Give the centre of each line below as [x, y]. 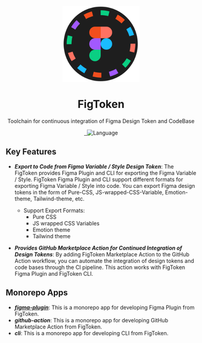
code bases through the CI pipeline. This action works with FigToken [100, 267]
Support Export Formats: [54, 210]
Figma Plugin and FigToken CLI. [54, 273]
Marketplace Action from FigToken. [58, 327]
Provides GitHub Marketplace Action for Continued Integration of [98, 248]
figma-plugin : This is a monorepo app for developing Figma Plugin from [104, 307]
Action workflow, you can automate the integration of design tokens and [104, 261]
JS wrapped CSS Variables [66, 223]
